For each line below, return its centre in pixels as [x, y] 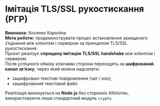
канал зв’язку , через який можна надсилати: [52, 69]
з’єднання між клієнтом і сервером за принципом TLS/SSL [66, 43]
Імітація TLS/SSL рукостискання [75, 9]
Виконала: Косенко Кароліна [36, 33]
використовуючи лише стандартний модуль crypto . [59, 98]
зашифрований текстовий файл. [45, 83]
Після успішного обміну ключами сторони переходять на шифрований [79, 64]
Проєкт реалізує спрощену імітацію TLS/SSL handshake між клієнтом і [80, 53]
